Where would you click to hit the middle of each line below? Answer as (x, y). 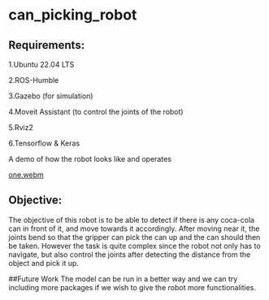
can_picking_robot (73, 15)
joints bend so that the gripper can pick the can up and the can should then (134, 237)
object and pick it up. (44, 263)
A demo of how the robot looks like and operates (90, 159)
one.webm (26, 175)
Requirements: (47, 45)
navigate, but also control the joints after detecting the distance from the (130, 254)
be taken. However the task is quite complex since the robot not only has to (135, 246)
